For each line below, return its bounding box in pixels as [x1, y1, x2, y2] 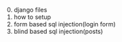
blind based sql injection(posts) [13, 27, 103, 35]
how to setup [13, 13, 52, 21]
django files [13, 6, 48, 14]
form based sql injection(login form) [13, 20, 116, 28]
